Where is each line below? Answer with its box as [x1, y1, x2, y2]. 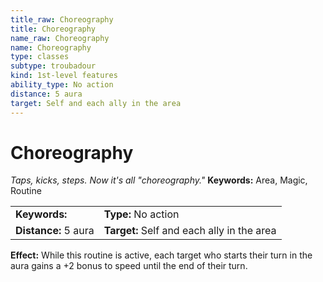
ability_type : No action [10, 80, 114, 90]
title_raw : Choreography [10, 14, 114, 25]
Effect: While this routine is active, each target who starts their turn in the [10, 249, 313, 261]
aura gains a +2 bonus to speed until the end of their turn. [10, 260, 248, 272]
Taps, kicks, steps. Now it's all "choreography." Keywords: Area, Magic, [10, 174, 308, 186]
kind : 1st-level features [10, 71, 118, 81]
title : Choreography [10, 24, 97, 34]
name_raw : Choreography [10, 33, 110, 43]
